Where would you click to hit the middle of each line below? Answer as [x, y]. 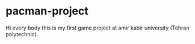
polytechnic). [22, 34]
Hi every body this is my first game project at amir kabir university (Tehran [97, 28]
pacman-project [47, 11]
